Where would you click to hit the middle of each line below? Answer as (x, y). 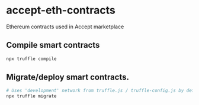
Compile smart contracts (53, 45)
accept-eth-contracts (61, 10)
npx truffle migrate (32, 96)
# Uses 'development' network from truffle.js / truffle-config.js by (95, 91)
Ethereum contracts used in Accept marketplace (65, 27)
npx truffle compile (32, 59)
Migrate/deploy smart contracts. (68, 77)
